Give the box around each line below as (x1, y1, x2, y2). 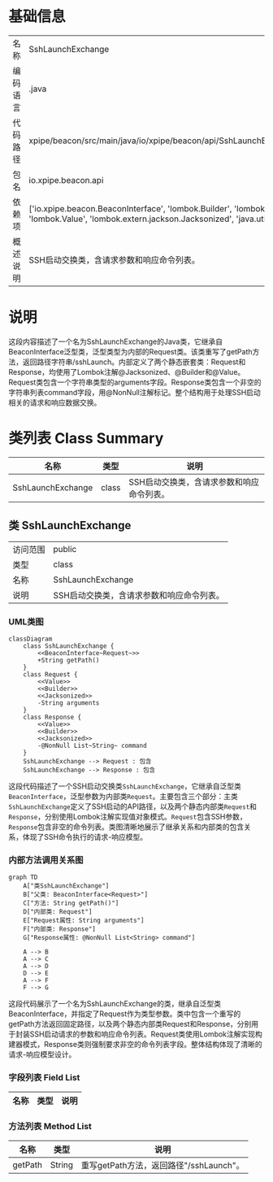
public (53, 543, 77, 554)
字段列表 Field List (8, 1072, 80, 1084)
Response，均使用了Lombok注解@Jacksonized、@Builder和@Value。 (8, 367, 245, 376)
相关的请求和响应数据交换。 (8, 398, 102, 407)
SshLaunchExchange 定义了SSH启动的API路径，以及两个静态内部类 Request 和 (8, 802, 258, 811)
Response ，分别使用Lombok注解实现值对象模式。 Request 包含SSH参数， (8, 811, 248, 821)
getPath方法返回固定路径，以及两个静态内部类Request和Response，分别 (8, 1019, 252, 1029)
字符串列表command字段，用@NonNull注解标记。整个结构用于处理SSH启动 (8, 387, 262, 397)
